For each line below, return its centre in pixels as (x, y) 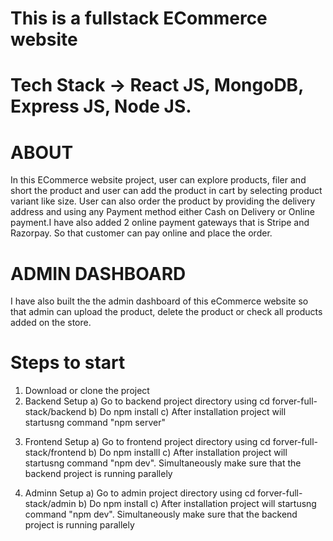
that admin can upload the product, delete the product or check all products (166, 312)
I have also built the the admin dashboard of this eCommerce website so (159, 301)
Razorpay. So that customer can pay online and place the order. (141, 233)
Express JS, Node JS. (101, 106)
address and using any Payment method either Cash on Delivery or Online (162, 212)
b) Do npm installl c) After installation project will (188, 453)
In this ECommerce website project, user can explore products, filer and (158, 180)
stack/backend (55, 412)
